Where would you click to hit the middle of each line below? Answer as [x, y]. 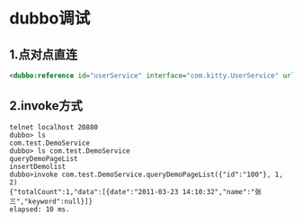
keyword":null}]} [60, 201]
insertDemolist [38, 166]
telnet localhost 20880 [54, 127]
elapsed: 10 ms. [40, 209]
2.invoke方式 [46, 106]
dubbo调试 [50, 18]
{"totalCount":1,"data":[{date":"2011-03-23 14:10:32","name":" [132, 192]
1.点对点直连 [44, 54]
